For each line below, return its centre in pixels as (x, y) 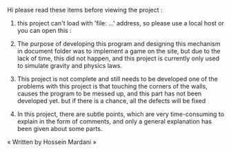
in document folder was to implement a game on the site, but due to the (119, 51)
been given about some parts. (60, 129)
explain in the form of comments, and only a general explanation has (114, 121)
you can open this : (44, 31)
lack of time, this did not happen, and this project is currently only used (118, 58)
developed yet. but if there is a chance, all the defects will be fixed (111, 101)
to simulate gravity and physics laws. (70, 66)
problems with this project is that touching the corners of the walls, (112, 86)
